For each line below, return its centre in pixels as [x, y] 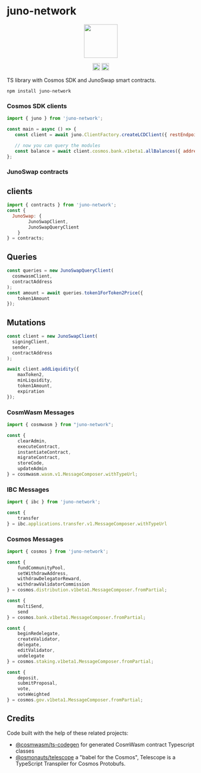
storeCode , [31, 463]
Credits [21, 718]
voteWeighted [34, 695]
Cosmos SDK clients [37, 106]
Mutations [26, 323]
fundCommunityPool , [42, 568]
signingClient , [31, 341]
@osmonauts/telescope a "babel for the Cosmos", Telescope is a [95, 757]
